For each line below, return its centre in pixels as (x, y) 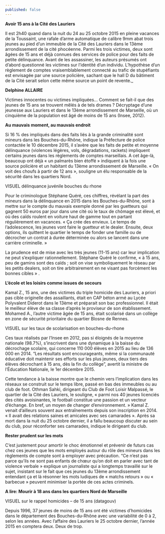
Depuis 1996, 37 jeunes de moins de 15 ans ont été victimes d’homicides (79, 510)
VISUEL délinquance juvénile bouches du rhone (53, 186)
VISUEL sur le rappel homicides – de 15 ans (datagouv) (61, 501)
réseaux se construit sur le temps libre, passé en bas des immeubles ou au (81, 384)
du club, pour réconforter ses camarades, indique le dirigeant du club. (76, 426)
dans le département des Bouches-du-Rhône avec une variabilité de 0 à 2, (81, 516)
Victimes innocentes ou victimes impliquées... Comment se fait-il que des (80, 100)
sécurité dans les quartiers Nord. (38, 176)
